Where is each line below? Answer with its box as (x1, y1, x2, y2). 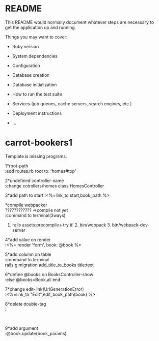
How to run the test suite (12, 91, 62, 97)
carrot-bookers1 (5, 137, 73, 148)
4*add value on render (5, 237, 51, 243)
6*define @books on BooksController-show (5, 271, 94, 277)
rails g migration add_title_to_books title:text (5, 262, 94, 268)
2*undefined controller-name (5, 178, 64, 184)
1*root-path (5, 163, 28, 169)
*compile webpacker (5, 202, 48, 208)
